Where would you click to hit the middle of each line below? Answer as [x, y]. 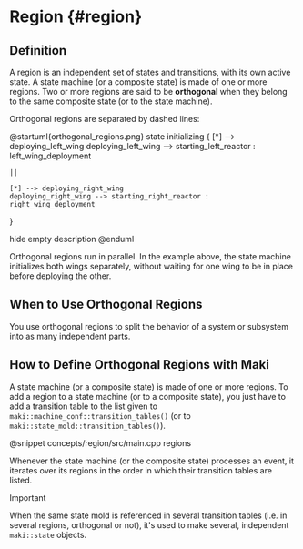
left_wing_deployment [50, 156]
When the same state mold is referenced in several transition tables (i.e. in [148, 515]
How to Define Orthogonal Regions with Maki [140, 365]
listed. [21, 480]
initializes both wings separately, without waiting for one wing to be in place [151, 266]
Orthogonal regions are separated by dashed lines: [105, 119]
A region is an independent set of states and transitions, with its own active [150, 72]
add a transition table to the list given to [83, 406]
